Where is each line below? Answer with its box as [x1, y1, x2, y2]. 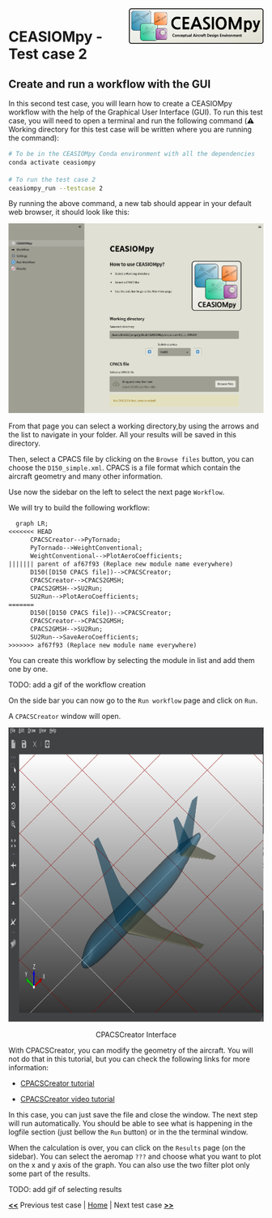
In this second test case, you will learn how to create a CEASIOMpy [8, 99, 233, 108]
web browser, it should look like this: [8, 207, 130, 217]
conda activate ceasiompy [8, 158, 96, 166]
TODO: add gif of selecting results [8, 1185, 122, 1194]
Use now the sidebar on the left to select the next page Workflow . [8, 487, 225, 497]
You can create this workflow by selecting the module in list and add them [8, 656, 255, 665]
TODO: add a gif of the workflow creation [8, 680, 147, 690]
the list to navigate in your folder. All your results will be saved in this [8, 430, 237, 440]
